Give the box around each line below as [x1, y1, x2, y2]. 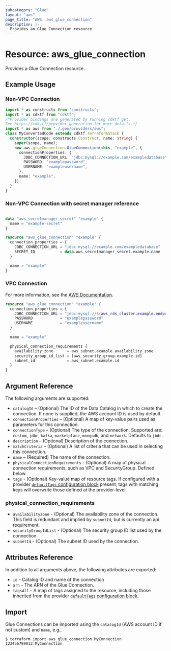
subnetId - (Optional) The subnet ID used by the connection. [12, 538, 139, 545]
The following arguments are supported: [5, 395, 90, 401]
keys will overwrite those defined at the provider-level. [12, 487, 127, 493]
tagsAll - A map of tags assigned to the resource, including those [12, 588, 151, 594]
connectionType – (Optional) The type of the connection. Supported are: [12, 427, 163, 433]
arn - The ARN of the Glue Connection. [12, 582, 94, 588]
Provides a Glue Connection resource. [5, 65, 85, 72]
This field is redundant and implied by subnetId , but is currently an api [12, 517, 159, 523]
